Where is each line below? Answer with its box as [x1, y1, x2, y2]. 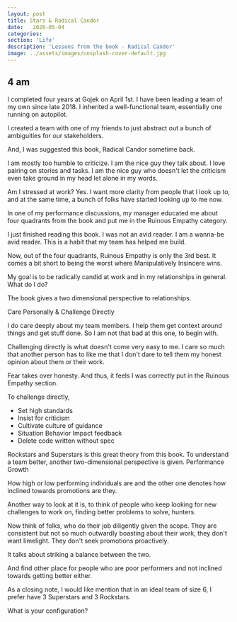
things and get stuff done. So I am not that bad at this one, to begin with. [7, 329, 219, 337]
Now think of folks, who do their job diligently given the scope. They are [7, 521, 217, 530]
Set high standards [17, 406, 73, 414]
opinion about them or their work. [7, 357, 105, 366]
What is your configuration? [7, 606, 88, 615]
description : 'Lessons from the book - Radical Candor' [7, 43, 175, 50]
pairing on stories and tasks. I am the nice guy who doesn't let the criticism [7, 166, 226, 174]
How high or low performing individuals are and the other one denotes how [7, 479, 226, 487]
